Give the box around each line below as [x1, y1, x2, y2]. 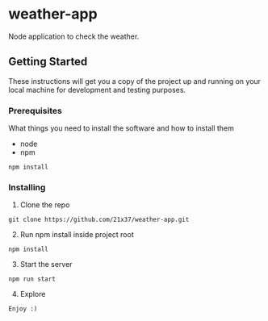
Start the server [19, 260, 73, 269]
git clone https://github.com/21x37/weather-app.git [8, 215, 190, 224]
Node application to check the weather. [8, 31, 140, 41]
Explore [19, 290, 46, 299]
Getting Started [8, 55, 88, 69]
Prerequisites [8, 105, 62, 116]
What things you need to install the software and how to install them [8, 123, 234, 133]
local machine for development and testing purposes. [8, 85, 186, 94]
